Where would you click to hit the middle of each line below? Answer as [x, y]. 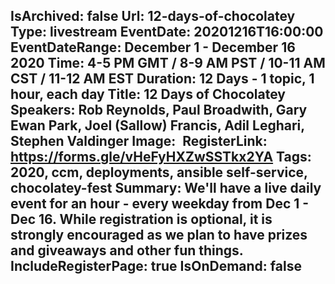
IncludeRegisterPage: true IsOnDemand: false [156, 266]
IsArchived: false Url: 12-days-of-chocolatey [153, 16]
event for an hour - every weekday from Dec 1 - [160, 204]
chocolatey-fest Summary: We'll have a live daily [166, 188]
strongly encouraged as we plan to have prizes [159, 235]
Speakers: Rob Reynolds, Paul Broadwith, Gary [159, 110]
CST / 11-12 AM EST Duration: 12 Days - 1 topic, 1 [162, 79]
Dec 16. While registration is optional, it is [141, 219]
